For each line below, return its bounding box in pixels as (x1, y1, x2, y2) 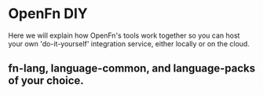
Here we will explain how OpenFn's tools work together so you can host (8, 31, 240, 40)
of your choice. (8, 74, 84, 87)
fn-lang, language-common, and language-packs (8, 62, 256, 75)
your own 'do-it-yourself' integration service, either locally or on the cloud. (8, 38, 250, 48)
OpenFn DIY (8, 5, 88, 23)
